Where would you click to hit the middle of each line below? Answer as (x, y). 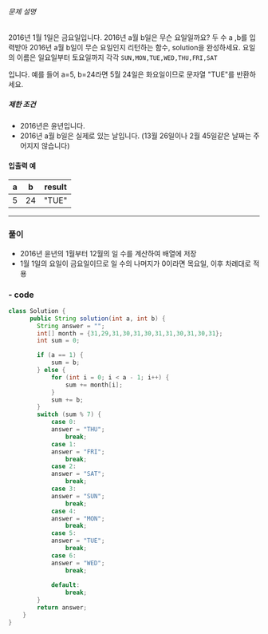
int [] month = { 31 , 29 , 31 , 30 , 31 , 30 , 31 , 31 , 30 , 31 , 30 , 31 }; (130, 333)
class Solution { (37, 311)
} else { (51, 370)
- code (21, 295)
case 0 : (64, 422)
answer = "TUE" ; (78, 541)
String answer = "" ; (71, 326)
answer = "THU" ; (78, 430)
